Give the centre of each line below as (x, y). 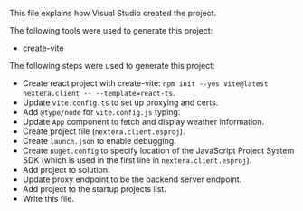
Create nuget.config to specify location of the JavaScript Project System (158, 150)
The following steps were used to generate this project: (112, 66)
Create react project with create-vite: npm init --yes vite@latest (145, 83)
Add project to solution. (66, 170)
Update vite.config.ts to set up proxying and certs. (120, 102)
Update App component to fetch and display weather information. (143, 122)
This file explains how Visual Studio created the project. (113, 13)
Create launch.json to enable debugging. (99, 141)
